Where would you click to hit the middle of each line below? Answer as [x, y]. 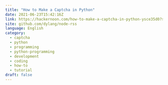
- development [24, 56]
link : [11, 19]
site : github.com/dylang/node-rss [41, 24]
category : [15, 33]
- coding [19, 61]
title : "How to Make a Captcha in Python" [50, 10]
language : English [24, 28]
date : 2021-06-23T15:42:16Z [34, 14]
